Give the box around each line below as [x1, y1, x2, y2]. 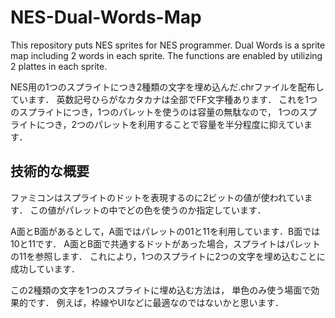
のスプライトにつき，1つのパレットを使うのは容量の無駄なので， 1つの [10, 106, 300, 118]
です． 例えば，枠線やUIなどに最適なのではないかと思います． [27, 296, 284, 308]
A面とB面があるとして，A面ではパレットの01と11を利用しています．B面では [10, 225, 321, 237]
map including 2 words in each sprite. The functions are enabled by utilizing [10, 49, 323, 61]
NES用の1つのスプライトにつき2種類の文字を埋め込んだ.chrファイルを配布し [10, 81, 325, 93]
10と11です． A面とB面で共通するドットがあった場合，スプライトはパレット [10, 237, 322, 250]
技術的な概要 [10, 163, 90, 180]
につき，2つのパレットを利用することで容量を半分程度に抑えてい [36, 118, 304, 130]
